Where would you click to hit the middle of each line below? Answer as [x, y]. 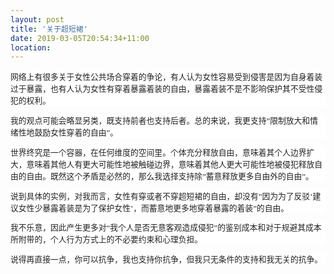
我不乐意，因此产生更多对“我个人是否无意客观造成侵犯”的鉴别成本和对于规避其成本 [166, 228]
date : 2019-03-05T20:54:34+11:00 [80, 38]
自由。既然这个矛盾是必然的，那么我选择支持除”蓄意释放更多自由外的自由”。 [170, 176]
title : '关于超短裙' [49, 29]
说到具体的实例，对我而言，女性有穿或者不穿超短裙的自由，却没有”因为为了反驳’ [161, 196]
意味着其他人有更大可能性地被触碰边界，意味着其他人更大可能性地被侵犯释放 [170, 164]
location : [31, 47]
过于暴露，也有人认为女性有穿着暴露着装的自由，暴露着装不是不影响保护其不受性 [162, 89]
